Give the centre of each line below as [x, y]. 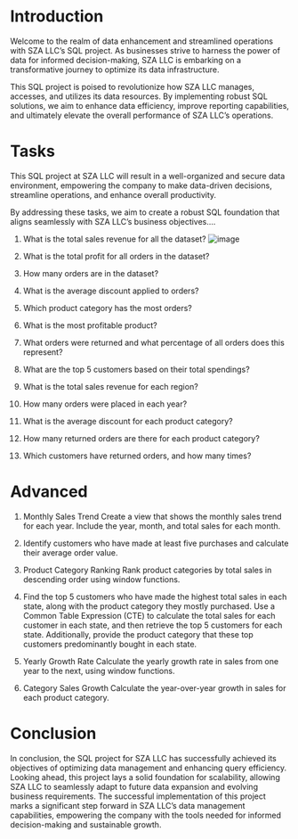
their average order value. [70, 552]
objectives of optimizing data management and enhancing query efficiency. [149, 768]
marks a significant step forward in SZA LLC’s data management [128, 805]
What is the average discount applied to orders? [111, 291]
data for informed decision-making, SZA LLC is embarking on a [126, 60]
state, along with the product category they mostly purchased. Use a [149, 606]
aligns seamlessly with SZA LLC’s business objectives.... [113, 221]
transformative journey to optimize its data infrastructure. [115, 70]
